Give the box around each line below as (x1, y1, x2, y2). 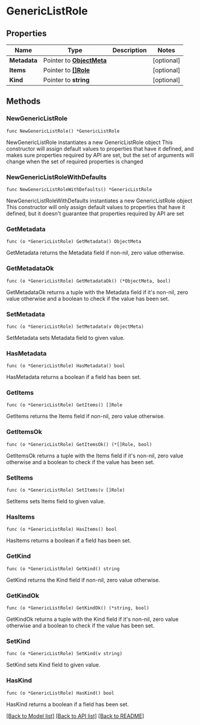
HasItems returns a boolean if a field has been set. (6, 537, 131, 544)
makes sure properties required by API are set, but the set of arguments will (6, 151, 194, 158)
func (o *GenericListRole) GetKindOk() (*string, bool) (6, 604, 149, 611)
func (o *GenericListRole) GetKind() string (6, 565, 120, 572)
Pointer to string (43, 76, 90, 84)
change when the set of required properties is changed (6, 158, 143, 165)
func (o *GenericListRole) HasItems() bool (6, 526, 117, 533)
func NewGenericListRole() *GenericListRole (6, 128, 120, 134)
